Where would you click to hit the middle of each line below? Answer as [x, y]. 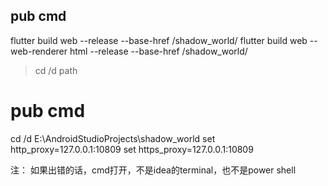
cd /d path [56, 70]
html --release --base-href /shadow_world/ [158, 51]
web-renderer [39, 51]
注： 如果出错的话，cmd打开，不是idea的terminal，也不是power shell [153, 170]
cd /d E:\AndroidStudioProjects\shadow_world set [113, 138]
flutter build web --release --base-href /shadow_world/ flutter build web [159, 40]
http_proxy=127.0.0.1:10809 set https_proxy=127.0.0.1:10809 [132, 149]
